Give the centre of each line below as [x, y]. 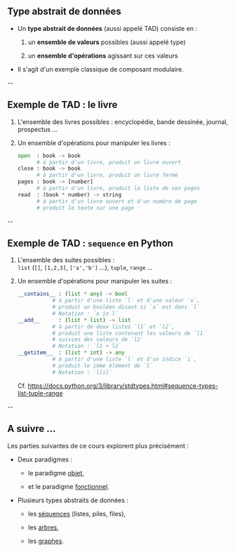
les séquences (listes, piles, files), [77, 513]
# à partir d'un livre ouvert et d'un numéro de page [116, 201]
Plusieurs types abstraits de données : [73, 500]
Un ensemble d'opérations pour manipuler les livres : [94, 142]
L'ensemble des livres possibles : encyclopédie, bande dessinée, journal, [123, 121]
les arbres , [43, 527]
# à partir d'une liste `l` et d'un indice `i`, [125, 359]
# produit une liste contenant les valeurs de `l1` [129, 333]
